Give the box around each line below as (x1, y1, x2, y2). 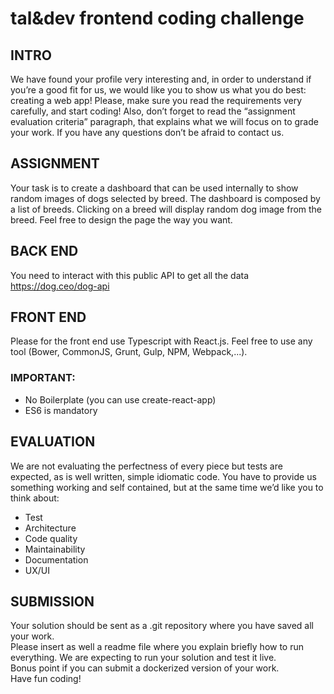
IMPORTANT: (10, 371, 76, 385)
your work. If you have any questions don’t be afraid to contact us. (10, 127, 285, 138)
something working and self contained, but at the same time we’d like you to (10, 481, 324, 493)
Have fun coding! (10, 673, 82, 685)
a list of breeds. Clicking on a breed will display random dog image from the (10, 203, 323, 215)
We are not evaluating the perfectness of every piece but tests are (10, 460, 283, 472)
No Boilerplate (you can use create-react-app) (24, 393, 217, 406)
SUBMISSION (10, 593, 95, 610)
